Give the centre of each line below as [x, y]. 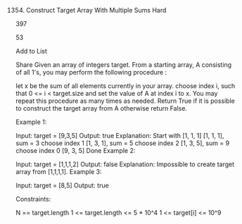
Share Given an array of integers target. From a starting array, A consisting [124, 65]
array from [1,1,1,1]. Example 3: [59, 172]
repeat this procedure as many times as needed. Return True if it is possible [125, 101]
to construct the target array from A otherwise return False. [102, 108]
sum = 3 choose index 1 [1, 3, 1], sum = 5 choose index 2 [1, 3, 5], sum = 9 [123, 143]
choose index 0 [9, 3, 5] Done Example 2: [76, 150]
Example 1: [31, 122]
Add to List [31, 51]
